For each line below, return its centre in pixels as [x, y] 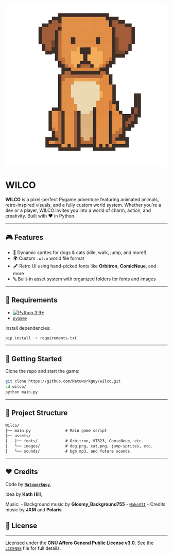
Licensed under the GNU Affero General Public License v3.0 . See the [80, 543]
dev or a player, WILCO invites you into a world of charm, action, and [78, 210]
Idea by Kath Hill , [24, 494]
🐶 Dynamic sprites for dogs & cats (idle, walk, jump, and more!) [80, 252]
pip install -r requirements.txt [41, 338]
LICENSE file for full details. [33, 548]
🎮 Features [24, 237]
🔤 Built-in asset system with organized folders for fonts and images [84, 279]
